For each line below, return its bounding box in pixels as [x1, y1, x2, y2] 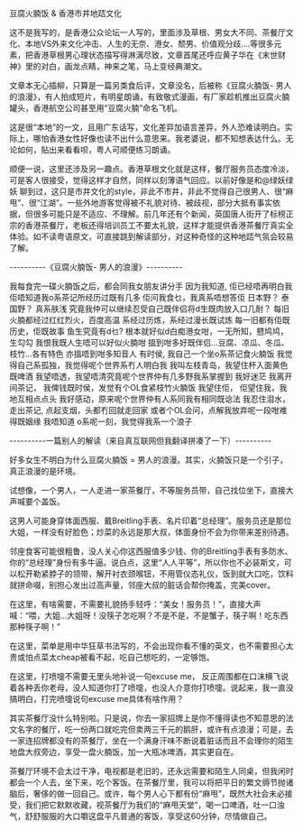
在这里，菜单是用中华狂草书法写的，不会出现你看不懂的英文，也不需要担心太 [9, 641, 294, 651]
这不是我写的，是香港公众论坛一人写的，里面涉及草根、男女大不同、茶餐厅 [9, 27, 286, 38]
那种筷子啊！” [9, 622, 61, 632]
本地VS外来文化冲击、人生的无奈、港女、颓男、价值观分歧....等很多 [24, 39, 274, 49]
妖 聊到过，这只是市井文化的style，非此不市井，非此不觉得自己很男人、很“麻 [9, 186, 294, 197]
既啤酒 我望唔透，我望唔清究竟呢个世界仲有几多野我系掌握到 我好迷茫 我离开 [9, 371, 293, 382]
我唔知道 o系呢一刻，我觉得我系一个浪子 [42, 416, 193, 427]
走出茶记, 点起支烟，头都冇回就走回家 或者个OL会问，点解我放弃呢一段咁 [9, 405, 280, 415]
